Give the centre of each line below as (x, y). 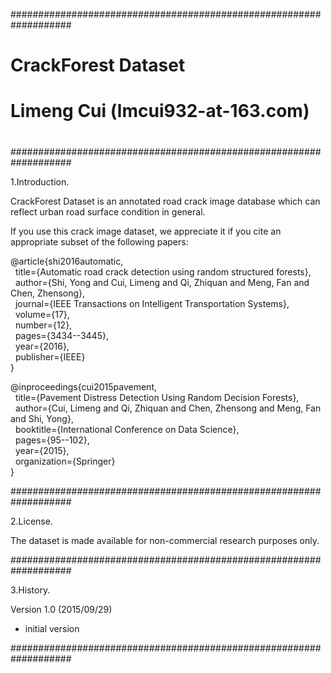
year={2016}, (42, 346)
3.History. (30, 590)
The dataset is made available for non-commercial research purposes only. (165, 540)
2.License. (31, 521)
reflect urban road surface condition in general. (108, 211)
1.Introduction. (40, 181)
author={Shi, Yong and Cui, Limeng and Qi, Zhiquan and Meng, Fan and (162, 282)
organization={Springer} (65, 461)
